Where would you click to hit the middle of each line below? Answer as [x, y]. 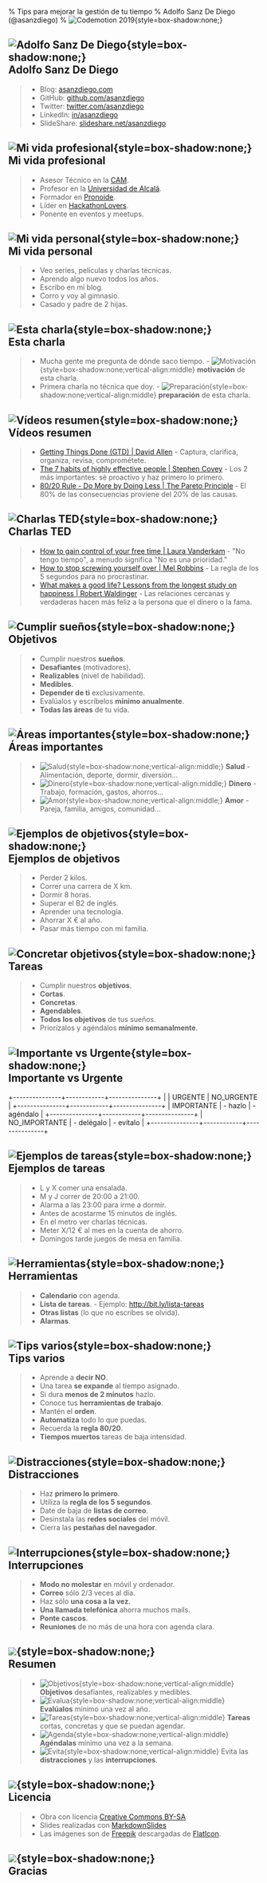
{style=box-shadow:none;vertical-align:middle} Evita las [156, 1751]
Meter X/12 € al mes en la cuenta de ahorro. [112, 1230]
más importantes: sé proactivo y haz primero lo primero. [132, 477]
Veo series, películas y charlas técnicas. [105, 270]
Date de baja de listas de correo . [94, 1510]
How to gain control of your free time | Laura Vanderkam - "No [142, 551]
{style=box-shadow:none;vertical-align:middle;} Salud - [159, 766]
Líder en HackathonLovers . [84, 205]
